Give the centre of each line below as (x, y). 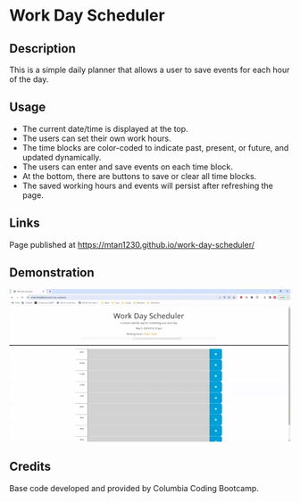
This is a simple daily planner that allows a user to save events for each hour (150, 70)
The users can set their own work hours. (96, 138)
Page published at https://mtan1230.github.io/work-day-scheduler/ (132, 244)
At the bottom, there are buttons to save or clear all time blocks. (139, 176)
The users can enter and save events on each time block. (128, 167)
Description (42, 49)
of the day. (29, 79)
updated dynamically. (62, 157)
